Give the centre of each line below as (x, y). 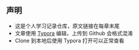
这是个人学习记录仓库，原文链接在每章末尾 (67, 26)
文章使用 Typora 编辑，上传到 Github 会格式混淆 (74, 33)
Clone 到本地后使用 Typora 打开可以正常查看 (69, 41)
